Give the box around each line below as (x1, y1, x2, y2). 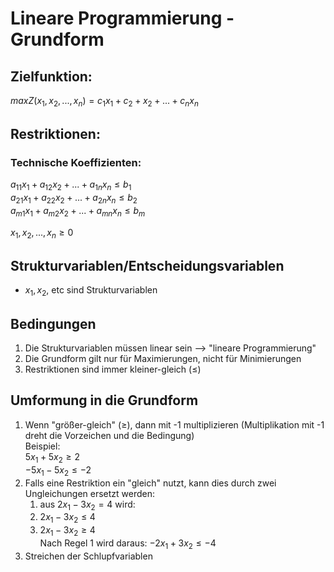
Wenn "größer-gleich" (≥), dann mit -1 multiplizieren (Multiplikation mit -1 (24, 418, 325, 431)
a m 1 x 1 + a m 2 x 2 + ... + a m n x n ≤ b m (10, 205, 146, 219)
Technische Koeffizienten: (10, 156, 142, 170)
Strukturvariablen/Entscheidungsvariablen (10, 258, 285, 275)
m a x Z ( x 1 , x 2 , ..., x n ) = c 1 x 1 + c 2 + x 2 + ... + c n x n (10, 95, 199, 109)
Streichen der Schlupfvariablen (24, 550, 153, 562)
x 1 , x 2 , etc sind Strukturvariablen (24, 284, 158, 299)
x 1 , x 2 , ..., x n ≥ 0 (10, 226, 74, 241)
